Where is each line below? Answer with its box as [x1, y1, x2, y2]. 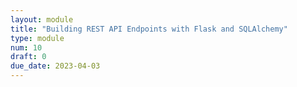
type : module [10, 33, 65, 43]
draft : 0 [10, 52, 47, 62]
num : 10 [10, 42, 43, 53]
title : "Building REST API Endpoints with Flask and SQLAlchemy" [10, 24, 288, 34]
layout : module [10, 14, 74, 25]
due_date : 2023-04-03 [10, 61, 101, 71]
